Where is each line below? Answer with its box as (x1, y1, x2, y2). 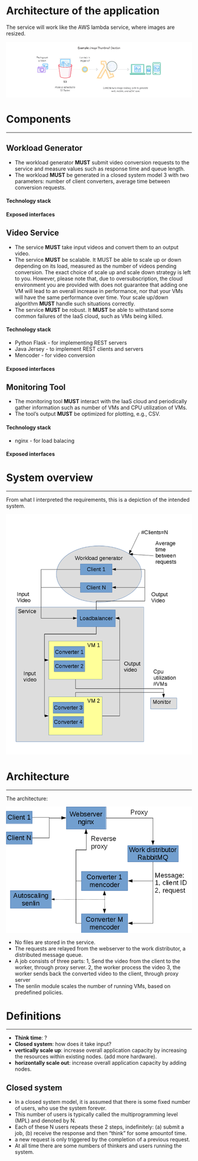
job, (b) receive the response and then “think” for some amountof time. (14, 1130, 187, 1137)
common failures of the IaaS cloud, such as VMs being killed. (14, 313, 163, 320)
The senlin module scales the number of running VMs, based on (14, 982, 171, 989)
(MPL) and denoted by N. (14, 1117, 77, 1124)
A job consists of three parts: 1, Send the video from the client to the (14, 957, 181, 965)
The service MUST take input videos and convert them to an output (14, 244, 179, 251)
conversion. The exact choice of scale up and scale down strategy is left (14, 268, 191, 275)
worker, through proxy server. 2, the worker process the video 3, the (14, 963, 181, 971)
